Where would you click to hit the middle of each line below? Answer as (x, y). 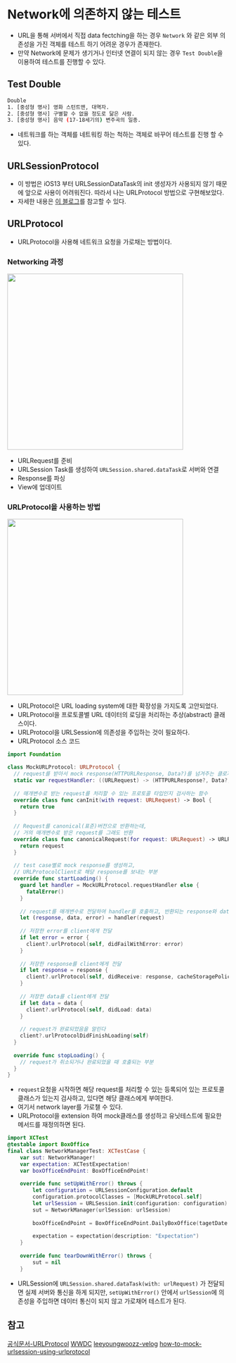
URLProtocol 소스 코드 (49, 741)
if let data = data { (51, 1003)
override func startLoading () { (61, 879)
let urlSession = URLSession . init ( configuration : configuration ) (130, 1204)
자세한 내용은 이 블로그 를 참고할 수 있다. (72, 201)
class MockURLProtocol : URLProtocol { (64, 767)
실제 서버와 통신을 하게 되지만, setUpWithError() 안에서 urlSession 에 (121, 1292)
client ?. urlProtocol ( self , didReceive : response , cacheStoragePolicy (130, 977)
